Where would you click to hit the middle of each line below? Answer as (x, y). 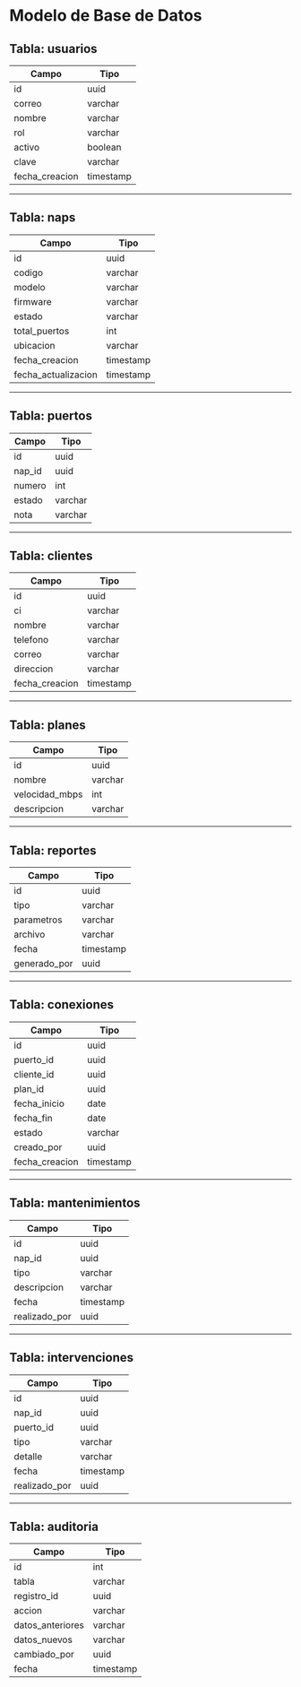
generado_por (43, 964)
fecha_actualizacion (56, 375)
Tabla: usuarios (53, 49)
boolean (104, 147)
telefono (31, 640)
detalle (28, 1456)
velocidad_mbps (48, 794)
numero (30, 485)
